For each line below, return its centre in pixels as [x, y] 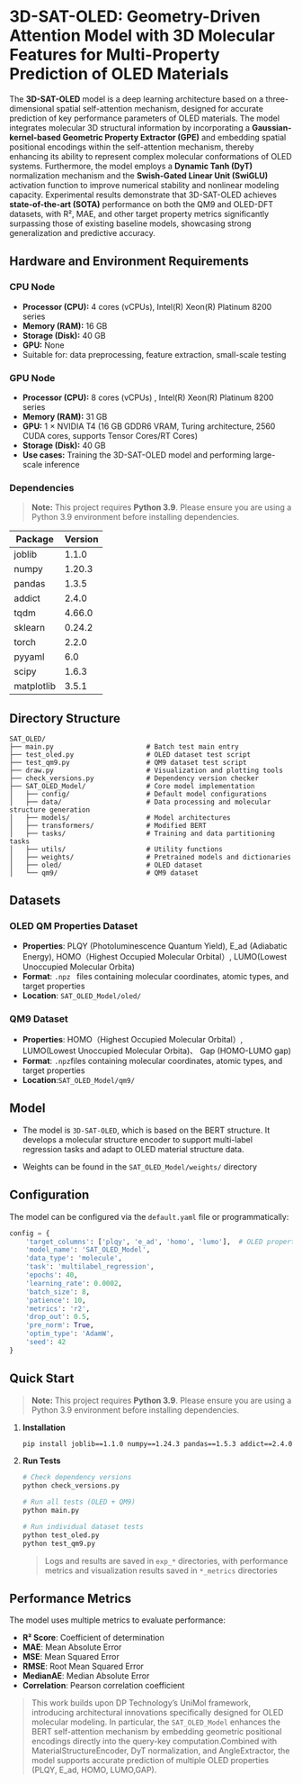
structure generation [50, 810]
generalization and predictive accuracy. [82, 232]
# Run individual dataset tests [83, 1526]
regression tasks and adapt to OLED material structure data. [133, 1149]
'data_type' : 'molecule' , [74, 1259]
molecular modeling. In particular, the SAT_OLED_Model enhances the [156, 1722]
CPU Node [32, 287]
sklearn [30, 628]
